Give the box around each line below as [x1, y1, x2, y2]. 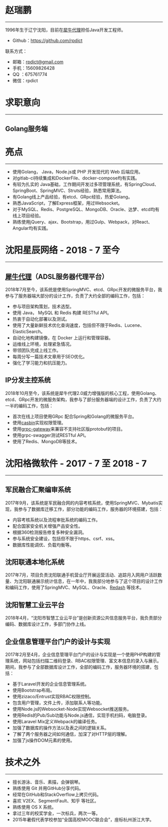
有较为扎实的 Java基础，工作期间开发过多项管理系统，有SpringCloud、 [12, 181, 159, 187]
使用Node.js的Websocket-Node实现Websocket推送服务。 [12, 706, 131, 712]
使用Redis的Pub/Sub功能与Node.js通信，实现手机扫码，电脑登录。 [12, 712, 150, 718]
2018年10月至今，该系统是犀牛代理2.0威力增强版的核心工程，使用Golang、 [5, 390, 159, 396]
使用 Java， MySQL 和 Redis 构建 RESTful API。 [12, 309, 111, 316]
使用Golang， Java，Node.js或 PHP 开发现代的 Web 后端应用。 [12, 169, 143, 175]
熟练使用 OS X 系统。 [12, 804, 56, 810]
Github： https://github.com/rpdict [12, 37, 82, 43]
